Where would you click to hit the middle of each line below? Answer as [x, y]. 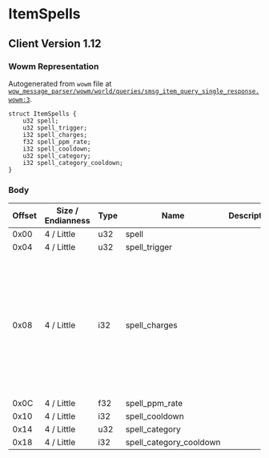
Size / [67, 211]
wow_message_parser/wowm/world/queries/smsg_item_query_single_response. [134, 91]
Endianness [67, 221]
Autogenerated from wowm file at [60, 83]
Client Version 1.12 [55, 44]
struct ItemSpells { [43, 114]
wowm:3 [19, 100]
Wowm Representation [54, 66]
